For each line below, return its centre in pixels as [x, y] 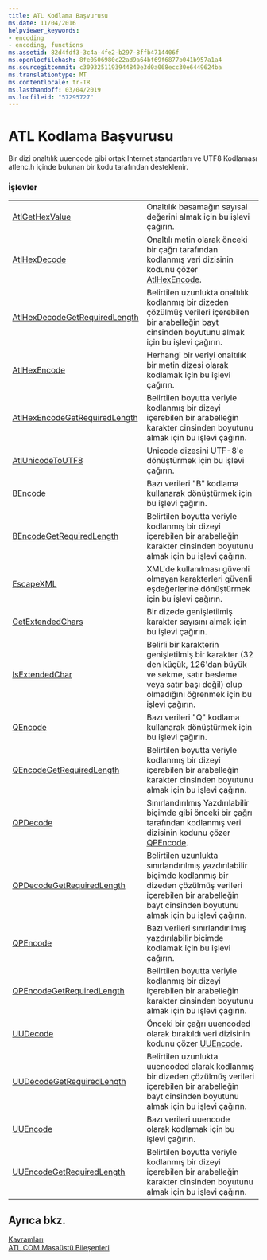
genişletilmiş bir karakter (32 [200, 655]
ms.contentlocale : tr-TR [49, 82]
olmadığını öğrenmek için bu [199, 695]
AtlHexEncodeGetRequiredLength [75, 418]
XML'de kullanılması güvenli [198, 569]
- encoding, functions [46, 45]
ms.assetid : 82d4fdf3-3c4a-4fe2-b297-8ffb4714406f [94, 53]
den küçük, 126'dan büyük [197, 665]
